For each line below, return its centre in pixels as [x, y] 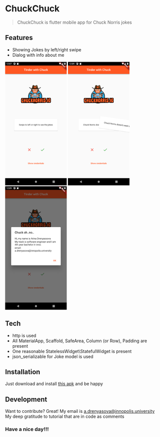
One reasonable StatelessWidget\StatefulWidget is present [72, 351]
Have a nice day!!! [27, 429]
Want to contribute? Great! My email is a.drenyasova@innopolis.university [80, 411]
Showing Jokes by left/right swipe [47, 49]
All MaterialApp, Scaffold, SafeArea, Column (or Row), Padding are [80, 341]
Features [19, 38]
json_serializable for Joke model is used [53, 357]
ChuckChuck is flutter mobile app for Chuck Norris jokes [74, 22]
